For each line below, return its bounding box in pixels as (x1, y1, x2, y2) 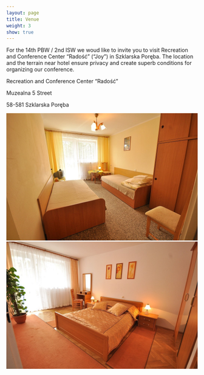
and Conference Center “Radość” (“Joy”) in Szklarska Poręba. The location (6, 53, 194, 60)
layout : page (6, 10, 39, 16)
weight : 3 (6, 22, 32, 29)
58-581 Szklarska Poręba (6, 101, 69, 109)
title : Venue (6, 16, 39, 22)
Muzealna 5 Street (6, 89, 52, 97)
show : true (6, 29, 34, 35)
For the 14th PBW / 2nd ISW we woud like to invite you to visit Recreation (6, 46, 188, 54)
